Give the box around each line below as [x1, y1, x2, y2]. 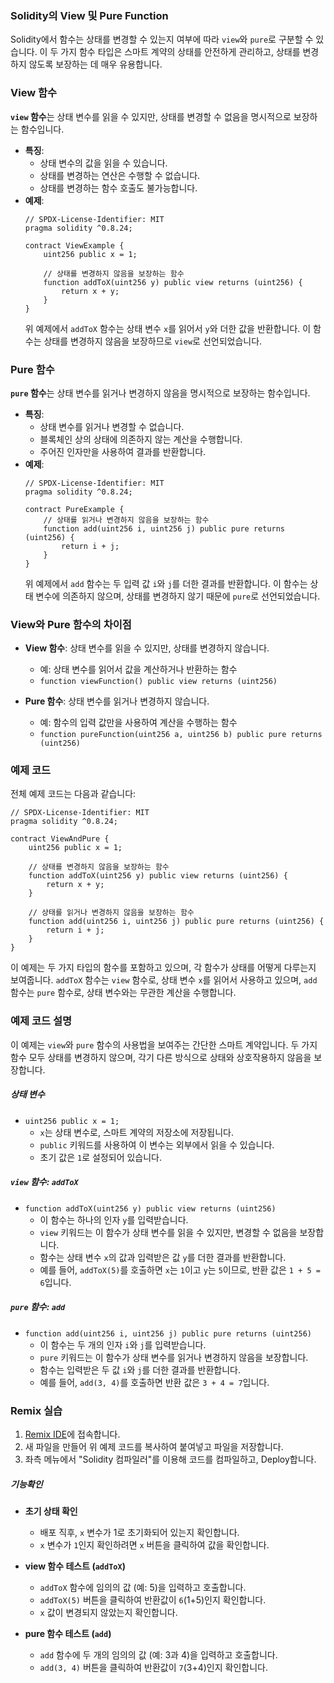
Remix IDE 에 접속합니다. [24, 1428, 121, 1440]
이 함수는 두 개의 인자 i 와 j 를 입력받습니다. [39, 1338, 207, 1351]
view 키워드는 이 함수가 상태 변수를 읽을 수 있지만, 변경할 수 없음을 [39, 1226, 298, 1238]
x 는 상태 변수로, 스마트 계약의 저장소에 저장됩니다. [39, 1126, 234, 1138]
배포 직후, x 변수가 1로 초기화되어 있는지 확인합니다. [39, 1526, 240, 1538]
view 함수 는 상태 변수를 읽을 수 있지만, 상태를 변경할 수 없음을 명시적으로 [10, 110, 292, 122]
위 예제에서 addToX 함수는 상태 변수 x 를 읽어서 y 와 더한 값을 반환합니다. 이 [24, 322, 312, 334]
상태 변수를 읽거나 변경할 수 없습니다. [39, 420, 185, 432]
